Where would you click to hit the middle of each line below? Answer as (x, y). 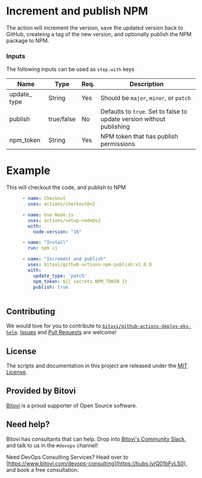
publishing (115, 126)
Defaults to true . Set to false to (144, 111)
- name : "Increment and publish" (64, 259)
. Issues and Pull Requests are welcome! (67, 332)
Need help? (28, 425)
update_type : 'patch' (60, 276)
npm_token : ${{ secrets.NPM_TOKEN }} (80, 281)
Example (28, 171)
